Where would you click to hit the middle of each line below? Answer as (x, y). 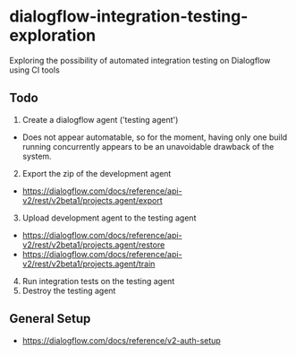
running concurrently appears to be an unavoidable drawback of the (148, 146)
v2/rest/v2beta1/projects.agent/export (92, 200)
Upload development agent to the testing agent (109, 218)
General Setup (50, 319)
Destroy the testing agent (69, 290)
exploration (53, 35)
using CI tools (34, 70)
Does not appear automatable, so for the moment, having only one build (155, 137)
